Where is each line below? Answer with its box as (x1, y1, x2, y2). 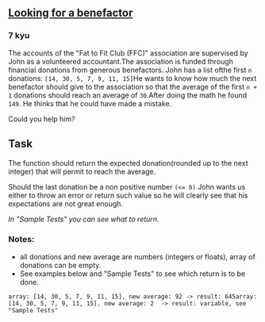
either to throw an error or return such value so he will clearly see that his (8, 190, 248, 200)
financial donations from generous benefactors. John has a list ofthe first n (8, 65, 252, 75)
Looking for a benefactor (8, 6, 133, 20)
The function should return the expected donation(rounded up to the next (8, 158, 248, 167)
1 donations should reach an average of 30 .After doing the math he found (8, 90, 248, 100)
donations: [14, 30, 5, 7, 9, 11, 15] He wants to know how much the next (8, 73, 257, 82)
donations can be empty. (19, 260, 102, 270)
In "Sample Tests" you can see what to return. (8, 214, 159, 224)
